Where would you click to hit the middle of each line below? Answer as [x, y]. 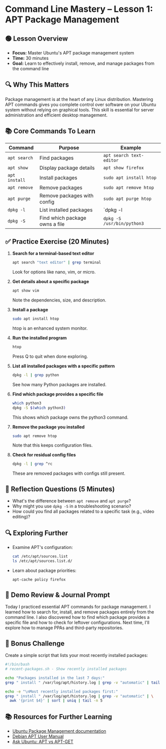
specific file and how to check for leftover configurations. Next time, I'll [77, 623]
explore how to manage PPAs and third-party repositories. [64, 628]
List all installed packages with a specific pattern [63, 366]
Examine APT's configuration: [42, 547]
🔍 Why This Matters [37, 85]
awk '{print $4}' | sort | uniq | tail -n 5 [56, 701]
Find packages [57, 158]
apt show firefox [124, 168]
